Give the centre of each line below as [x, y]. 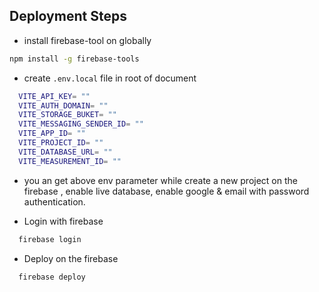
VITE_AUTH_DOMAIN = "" [63, 105]
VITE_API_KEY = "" [54, 96]
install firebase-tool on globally [87, 40]
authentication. [54, 201]
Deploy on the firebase [71, 258]
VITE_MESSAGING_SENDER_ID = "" [81, 124]
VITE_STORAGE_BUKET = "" [67, 115]
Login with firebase [63, 221]
